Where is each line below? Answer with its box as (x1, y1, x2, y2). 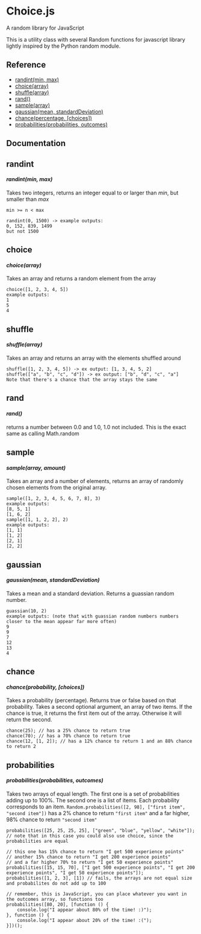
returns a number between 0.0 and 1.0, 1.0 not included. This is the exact (6, 423, 187, 430)
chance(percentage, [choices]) (14, 114, 92, 121)
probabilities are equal (6, 838, 69, 844)
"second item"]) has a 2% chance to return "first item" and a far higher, (6, 809, 190, 816)
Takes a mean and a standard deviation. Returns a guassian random (6, 590, 175, 597)
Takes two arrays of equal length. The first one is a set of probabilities (6, 790, 180, 798)
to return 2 (6, 744, 36, 750)
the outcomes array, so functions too (6, 896, 104, 902)
